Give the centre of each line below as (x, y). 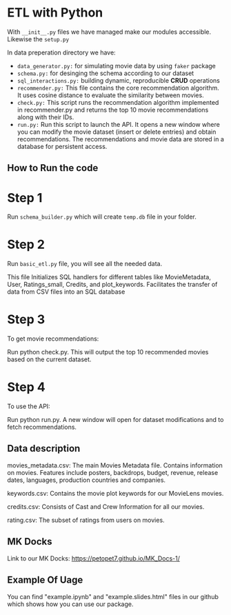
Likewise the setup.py (38, 39)
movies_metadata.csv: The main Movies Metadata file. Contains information (115, 465)
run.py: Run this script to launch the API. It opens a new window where (119, 124)
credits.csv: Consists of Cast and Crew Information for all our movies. (106, 506)
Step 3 (26, 320)
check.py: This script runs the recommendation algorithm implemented (118, 102)
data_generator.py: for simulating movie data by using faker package (116, 65)
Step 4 (27, 387)
